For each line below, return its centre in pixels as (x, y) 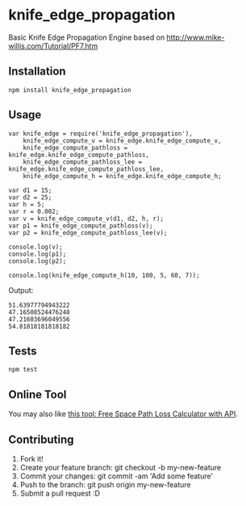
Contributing (41, 439)
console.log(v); (35, 247)
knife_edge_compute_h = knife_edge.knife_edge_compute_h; (122, 176)
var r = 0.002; (34, 211)
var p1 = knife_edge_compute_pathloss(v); (81, 225)
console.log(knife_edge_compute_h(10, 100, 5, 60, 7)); (104, 275)
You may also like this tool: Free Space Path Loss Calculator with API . (123, 414)
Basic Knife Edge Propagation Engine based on (87, 37)
